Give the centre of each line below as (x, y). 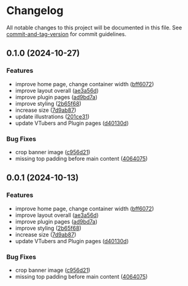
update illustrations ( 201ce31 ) (52, 116)
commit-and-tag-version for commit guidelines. (66, 34)
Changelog (35, 11)
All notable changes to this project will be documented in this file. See (94, 28)
